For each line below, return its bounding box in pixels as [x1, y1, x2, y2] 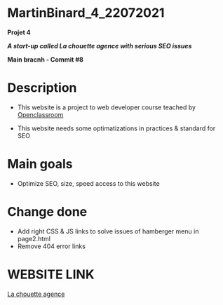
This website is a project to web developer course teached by [17, 103, 196, 111]
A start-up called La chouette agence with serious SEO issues [7, 41, 192, 50]
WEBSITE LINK [7, 266, 95, 282]
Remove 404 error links [17, 242, 86, 250]
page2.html [17, 234, 51, 243]
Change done [7, 204, 88, 219]
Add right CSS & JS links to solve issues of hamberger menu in [17, 226, 199, 236]
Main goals [7, 156, 73, 172]
